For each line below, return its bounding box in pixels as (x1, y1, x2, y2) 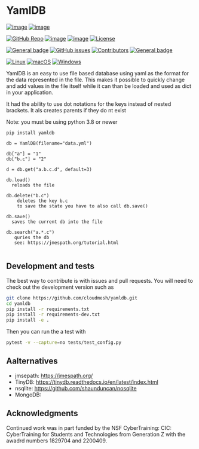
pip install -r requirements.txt (6, 306, 90, 312)
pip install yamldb (6, 130, 55, 136)
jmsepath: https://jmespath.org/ (14, 372, 93, 379)
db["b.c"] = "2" (6, 156, 47, 162)
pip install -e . (6, 317, 50, 323)
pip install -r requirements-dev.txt (6, 311, 100, 317)
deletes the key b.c (17, 198, 68, 204)
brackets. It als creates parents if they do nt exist (6, 106, 127, 114)
